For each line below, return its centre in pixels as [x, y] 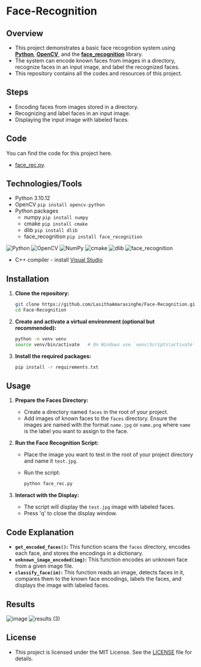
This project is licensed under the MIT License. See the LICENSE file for [103, 652]
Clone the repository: [42, 293]
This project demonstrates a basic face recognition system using [95, 48]
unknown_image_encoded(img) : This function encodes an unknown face [101, 560]
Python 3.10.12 [32, 198]
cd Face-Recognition [40, 310]
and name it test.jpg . [51, 461]
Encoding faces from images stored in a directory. [77, 107]
